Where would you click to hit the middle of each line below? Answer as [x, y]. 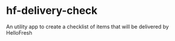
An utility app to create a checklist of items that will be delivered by [87, 27]
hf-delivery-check [52, 11]
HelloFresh [19, 32]
